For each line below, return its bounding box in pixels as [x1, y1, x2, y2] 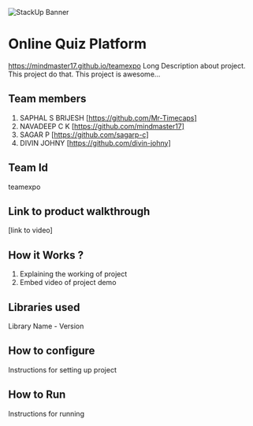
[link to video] [8, 225, 53, 235]
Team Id [8, 161, 49, 175]
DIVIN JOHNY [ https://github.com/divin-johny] [19, 138, 171, 147]
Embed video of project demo [19, 278, 117, 287]
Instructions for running [8, 409, 85, 418]
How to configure [8, 344, 95, 357]
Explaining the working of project [19, 269, 128, 279]
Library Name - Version [8, 321, 84, 331]
